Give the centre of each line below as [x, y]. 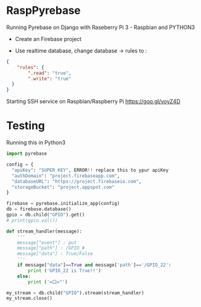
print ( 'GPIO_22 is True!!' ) [65, 270]
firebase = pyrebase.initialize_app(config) [63, 204]
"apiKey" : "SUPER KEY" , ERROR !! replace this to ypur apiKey [90, 170]
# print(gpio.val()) [32, 220]
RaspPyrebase [43, 11]
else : [24, 276]
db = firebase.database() [39, 209]
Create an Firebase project [48, 39]
